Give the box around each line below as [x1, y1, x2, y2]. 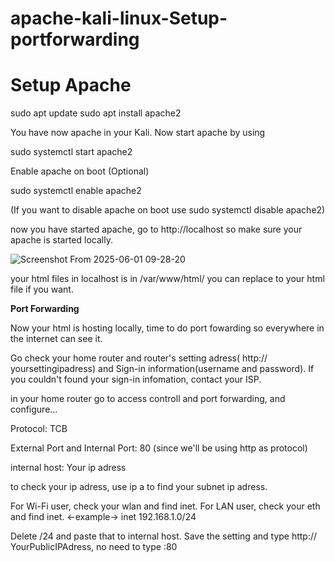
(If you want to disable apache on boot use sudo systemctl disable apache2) [10, 204, 326, 216]
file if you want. [10, 283, 74, 296]
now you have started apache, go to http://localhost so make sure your [10, 223, 303, 236]
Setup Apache [10, 74, 132, 97]
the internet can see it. [10, 333, 103, 345]
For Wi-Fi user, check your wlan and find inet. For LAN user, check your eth [10, 500, 321, 512]
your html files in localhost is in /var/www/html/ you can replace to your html [10, 273, 325, 285]
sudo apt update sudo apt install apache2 [10, 107, 182, 119]
